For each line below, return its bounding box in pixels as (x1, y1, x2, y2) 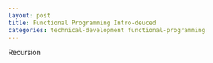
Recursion (8, 48, 41, 57)
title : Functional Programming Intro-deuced (8, 19, 156, 27)
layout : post (8, 11, 51, 20)
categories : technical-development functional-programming (8, 26, 206, 34)
